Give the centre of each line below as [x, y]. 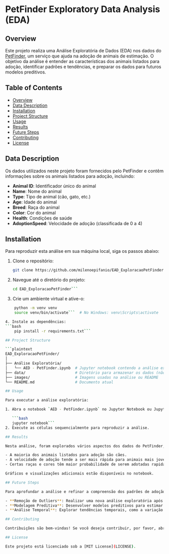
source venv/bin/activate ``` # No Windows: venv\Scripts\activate [86, 313]
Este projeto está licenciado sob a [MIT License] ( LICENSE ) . [71, 546]
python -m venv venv [36, 308]
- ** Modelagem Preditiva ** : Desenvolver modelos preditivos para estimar [84, 505]
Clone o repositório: [33, 261]
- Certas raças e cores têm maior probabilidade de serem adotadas [77, 464]
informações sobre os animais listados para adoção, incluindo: [70, 176]
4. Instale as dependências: [36, 322]
